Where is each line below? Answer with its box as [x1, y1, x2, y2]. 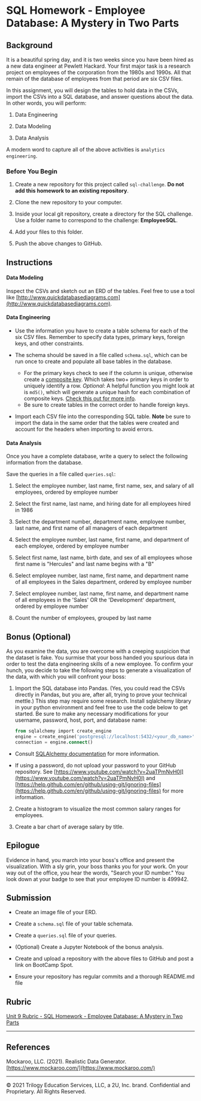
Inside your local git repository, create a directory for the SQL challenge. [14, 210, 193, 217]
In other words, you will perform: [6, 99, 87, 107]
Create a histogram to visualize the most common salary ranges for [14, 805, 181, 812]
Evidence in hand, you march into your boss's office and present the [6, 856, 175, 863]
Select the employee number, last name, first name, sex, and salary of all [14, 482, 194, 489]
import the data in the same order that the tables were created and [14, 419, 179, 427]
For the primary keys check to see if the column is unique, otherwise [23, 370, 193, 377]
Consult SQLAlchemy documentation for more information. [14, 750, 160, 757]
